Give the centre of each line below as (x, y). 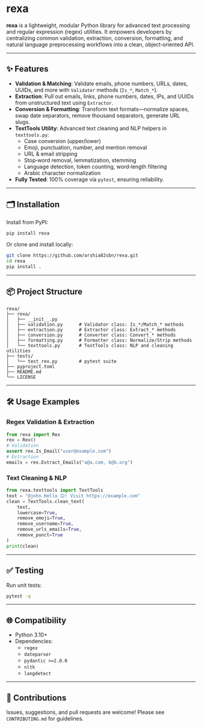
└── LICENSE (21, 377)
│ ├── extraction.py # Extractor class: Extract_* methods (91, 329)
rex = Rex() (21, 440)
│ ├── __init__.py (32, 319)
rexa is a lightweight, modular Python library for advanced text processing (98, 25)
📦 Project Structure (44, 292)
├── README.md (24, 372)
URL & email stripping (50, 154)
